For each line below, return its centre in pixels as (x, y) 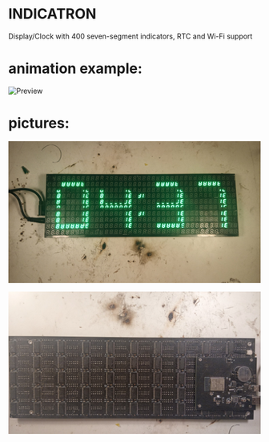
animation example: (75, 69)
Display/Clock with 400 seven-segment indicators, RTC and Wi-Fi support (130, 36)
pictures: (39, 123)
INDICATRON (52, 14)
